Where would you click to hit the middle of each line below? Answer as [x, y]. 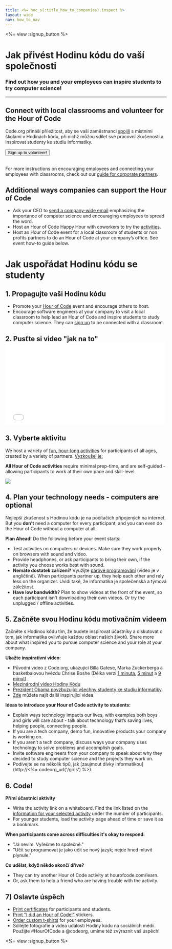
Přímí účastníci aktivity [30, 798]
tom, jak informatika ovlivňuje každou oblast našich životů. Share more [80, 637]
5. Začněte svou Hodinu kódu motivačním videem [86, 619]
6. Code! [19, 786]
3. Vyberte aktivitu [36, 438]
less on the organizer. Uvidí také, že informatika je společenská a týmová [90, 581]
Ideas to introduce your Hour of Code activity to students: [68, 705]
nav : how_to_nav [23, 20]
